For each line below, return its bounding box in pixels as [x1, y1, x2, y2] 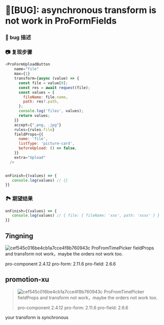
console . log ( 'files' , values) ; [18, 109, 84, 114]
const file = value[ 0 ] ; [18, 80, 68, 86]
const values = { [18, 90, 55, 95]
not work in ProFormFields [5, 15, 117, 27]
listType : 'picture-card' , [18, 141, 75, 146]
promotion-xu [5, 275, 49, 284]
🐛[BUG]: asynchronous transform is [5, 5, 156, 16]
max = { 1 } [14, 71, 30, 77]
